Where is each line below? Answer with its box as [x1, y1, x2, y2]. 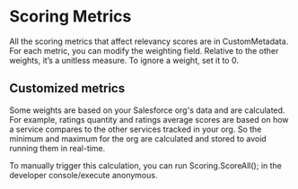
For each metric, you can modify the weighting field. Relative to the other [9, 45, 279, 56]
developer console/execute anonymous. [9, 169, 158, 180]
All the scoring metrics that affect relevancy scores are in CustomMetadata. [9, 36, 289, 47]
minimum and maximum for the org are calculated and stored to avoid [9, 133, 267, 144]
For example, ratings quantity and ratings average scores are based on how [9, 114, 289, 125]
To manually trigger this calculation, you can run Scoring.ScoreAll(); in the [9, 159, 283, 171]
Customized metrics [9, 81, 126, 96]
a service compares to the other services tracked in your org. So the [9, 124, 262, 134]
